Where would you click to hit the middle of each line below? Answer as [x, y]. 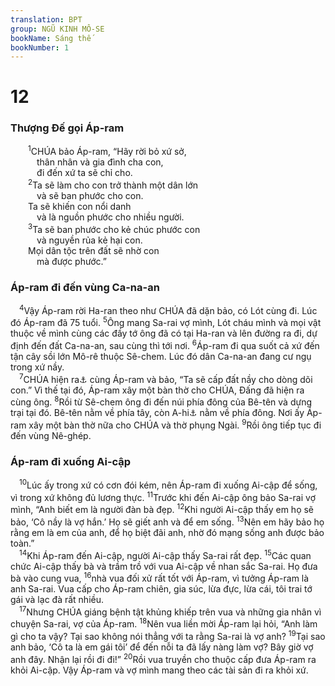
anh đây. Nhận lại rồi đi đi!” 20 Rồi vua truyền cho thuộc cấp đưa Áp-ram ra [163, 658]
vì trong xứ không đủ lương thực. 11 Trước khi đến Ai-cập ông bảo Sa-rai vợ [163, 496]
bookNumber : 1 [40, 47]
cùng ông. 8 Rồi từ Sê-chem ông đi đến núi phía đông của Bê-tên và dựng [161, 401]
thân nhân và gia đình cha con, [100, 162]
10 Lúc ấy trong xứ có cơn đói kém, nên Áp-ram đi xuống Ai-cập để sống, [168, 484]
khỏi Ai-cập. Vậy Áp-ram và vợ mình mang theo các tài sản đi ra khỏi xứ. [159, 670]
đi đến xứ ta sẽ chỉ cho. [84, 173]
